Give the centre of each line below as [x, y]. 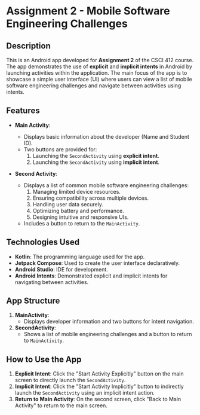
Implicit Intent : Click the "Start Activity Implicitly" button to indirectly [99, 386]
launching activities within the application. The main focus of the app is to [97, 73]
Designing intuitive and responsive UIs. [81, 217]
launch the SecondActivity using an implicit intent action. [85, 393]
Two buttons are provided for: [60, 149]
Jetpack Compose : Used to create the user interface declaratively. [97, 263]
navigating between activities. [52, 282]
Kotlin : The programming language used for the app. [80, 257]
